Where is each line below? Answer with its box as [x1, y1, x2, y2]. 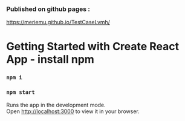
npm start [6, 89, 35, 96]
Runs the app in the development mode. [6, 101, 106, 108]
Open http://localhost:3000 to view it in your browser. [6, 108, 140, 115]
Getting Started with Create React [6, 40, 180, 53]
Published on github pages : [6, 5, 91, 13]
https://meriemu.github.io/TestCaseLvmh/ [6, 19, 111, 26]
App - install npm [6, 53, 95, 67]
